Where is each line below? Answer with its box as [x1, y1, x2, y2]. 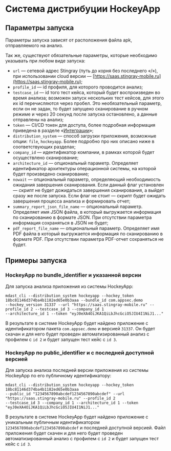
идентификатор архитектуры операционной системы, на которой [12, 166, 156, 171]
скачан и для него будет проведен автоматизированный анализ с [5, 331, 149, 337]
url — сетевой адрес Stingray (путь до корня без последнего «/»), [12, 67, 158, 74]
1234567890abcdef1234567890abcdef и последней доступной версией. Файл [5, 424, 166, 431]
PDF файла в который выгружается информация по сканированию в [12, 231, 163, 237]
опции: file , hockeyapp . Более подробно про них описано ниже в [12, 139, 155, 144]
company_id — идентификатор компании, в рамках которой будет [12, 149, 155, 155]
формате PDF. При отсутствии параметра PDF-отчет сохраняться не [12, 236, 164, 242]
